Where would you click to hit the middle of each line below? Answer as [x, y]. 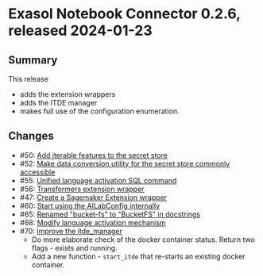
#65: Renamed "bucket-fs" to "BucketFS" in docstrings [110, 214]
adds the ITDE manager [58, 103]
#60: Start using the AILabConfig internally [90, 205]
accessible [37, 172]
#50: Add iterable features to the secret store [94, 155]
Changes [31, 136]
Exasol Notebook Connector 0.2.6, [124, 14]
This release [29, 79]
